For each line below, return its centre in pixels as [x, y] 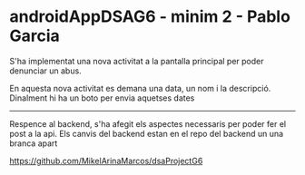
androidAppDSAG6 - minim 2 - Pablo [150, 17]
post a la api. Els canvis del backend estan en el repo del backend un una [147, 133]
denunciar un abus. [45, 71]
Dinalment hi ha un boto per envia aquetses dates [102, 98]
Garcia [35, 36]
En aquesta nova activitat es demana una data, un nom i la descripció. [140, 88]
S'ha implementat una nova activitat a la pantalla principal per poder [137, 61]
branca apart [34, 143]
